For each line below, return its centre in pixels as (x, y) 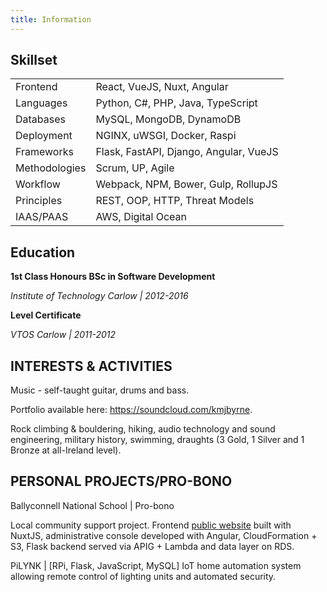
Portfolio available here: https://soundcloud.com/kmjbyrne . (131, 410)
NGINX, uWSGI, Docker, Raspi (166, 136)
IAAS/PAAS (42, 217)
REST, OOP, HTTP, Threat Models (175, 201)
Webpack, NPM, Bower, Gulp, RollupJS (186, 184)
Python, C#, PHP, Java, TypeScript (176, 103)
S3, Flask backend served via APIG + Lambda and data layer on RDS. (152, 546)
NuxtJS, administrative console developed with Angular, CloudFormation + (164, 535)
